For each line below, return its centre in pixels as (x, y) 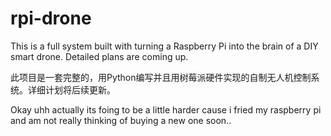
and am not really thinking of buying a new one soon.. (121, 120)
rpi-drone (51, 18)
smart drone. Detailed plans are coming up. (99, 56)
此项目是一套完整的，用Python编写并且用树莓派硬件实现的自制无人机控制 (161, 77)
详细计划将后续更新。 (71, 89)
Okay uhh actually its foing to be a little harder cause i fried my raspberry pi (166, 109)
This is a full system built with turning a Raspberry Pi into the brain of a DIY (164, 46)
